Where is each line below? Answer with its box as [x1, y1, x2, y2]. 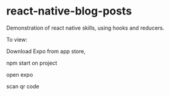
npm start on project [6, 59, 58, 66]
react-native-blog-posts [6, 4, 132, 18]
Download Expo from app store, [6, 47, 86, 55]
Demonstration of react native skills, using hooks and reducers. [6, 24, 165, 31]
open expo [6, 71, 33, 78]
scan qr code [6, 83, 39, 90]
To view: [6, 36, 27, 43]
